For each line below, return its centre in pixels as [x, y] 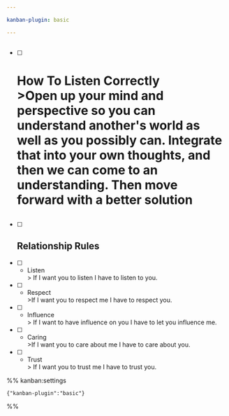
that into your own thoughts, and [113, 155]
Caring [37, 338]
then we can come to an [87, 171]
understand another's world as [108, 126]
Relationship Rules [58, 246]
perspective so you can [86, 111]
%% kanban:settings [37, 381]
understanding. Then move [97, 185]
